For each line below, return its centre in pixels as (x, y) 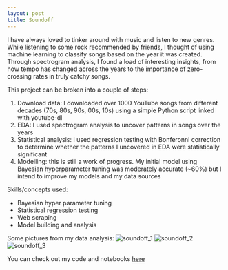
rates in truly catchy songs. (72, 76)
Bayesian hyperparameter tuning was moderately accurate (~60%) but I (119, 169)
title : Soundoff (30, 20)
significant (32, 154)
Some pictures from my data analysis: (61, 238)
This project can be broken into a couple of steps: (78, 90)
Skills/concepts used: (38, 189)
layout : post (26, 13)
